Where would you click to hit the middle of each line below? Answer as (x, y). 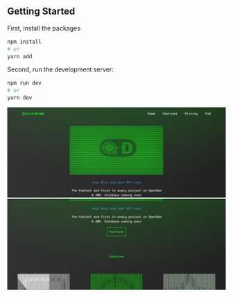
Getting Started (41, 11)
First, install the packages (44, 28)
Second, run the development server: (60, 69)
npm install (24, 42)
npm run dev (24, 83)
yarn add (20, 56)
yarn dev (20, 98)
